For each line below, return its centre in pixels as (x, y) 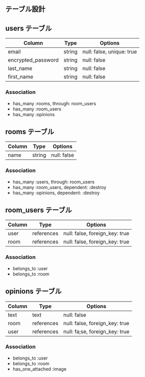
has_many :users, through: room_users (54, 182)
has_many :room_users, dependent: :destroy (59, 187)
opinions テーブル (33, 291)
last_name (20, 68)
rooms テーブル (30, 132)
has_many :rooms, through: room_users (54, 103)
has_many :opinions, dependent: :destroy (56, 193)
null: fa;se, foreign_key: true (96, 331)
